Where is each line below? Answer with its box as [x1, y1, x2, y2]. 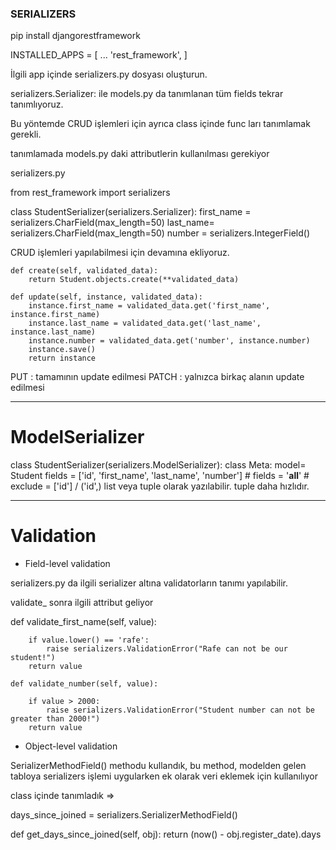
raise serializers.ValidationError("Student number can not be [46, 705, 315, 716]
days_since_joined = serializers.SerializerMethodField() [10, 809, 238, 821]
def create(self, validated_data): [10, 266, 159, 276]
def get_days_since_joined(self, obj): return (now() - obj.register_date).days [10, 828, 322, 841]
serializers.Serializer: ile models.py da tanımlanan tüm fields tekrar [10, 88, 284, 100]
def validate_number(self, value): [10, 679, 159, 689]
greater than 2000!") [10, 714, 101, 724]
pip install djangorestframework [10, 30, 141, 42]
